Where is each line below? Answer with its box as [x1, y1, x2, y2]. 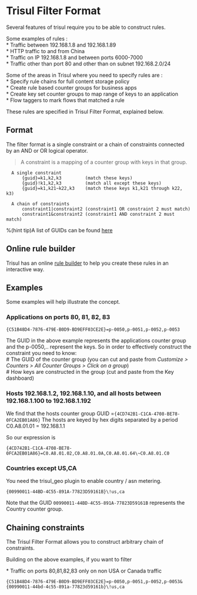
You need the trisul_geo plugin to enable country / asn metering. [6, 478, 162, 485]
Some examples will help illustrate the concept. [6, 298, 121, 305]
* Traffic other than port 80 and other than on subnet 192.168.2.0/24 [6, 60, 171, 67]
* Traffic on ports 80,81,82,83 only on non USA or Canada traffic [6, 567, 162, 574]
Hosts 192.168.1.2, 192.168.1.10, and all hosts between [6, 389, 162, 397]
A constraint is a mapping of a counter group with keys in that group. [20, 158, 188, 166]
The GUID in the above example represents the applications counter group [6, 337, 186, 344]
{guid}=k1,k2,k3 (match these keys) [21, 175, 133, 181]
